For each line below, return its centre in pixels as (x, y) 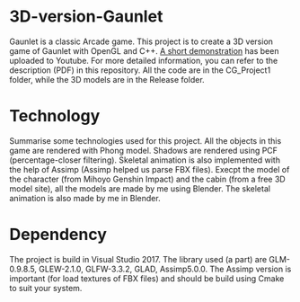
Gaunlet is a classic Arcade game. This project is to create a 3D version (141, 41)
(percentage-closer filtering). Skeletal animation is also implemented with (145, 160)
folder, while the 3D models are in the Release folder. (107, 79)
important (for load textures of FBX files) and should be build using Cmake (147, 278)
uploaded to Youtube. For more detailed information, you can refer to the (144, 60)
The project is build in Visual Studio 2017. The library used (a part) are (138, 259)
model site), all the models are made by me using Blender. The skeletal (140, 188)
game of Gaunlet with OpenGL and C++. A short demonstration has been (144, 50)
